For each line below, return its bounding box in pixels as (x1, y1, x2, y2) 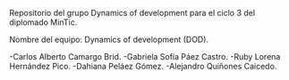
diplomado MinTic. (9, 17, 78, 28)
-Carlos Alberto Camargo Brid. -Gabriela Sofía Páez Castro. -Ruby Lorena (9, 52, 281, 61)
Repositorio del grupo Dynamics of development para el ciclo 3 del (9, 8, 256, 18)
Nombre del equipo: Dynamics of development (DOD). (9, 35, 208, 44)
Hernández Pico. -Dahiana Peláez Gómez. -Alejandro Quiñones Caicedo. (9, 61, 277, 71)
